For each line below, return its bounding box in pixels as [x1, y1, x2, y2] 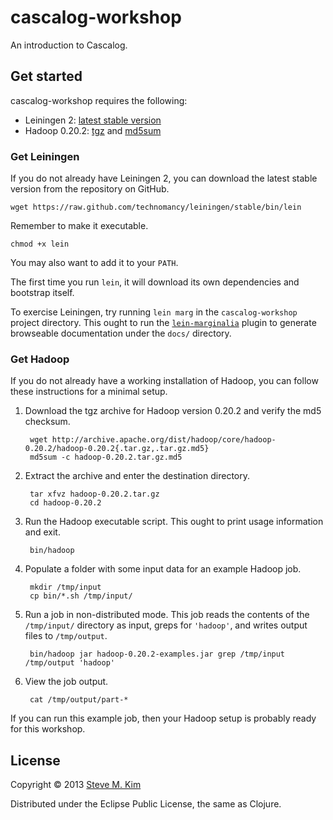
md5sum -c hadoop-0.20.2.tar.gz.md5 [29, 452, 183, 463]
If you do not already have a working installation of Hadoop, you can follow [10, 375, 319, 387]
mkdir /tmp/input [29, 582, 102, 593]
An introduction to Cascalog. [10, 39, 128, 51]
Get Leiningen [10, 149, 80, 163]
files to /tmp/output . [24, 630, 108, 642]
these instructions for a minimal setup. [10, 386, 168, 398]
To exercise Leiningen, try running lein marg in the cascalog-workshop [10, 306, 298, 318]
